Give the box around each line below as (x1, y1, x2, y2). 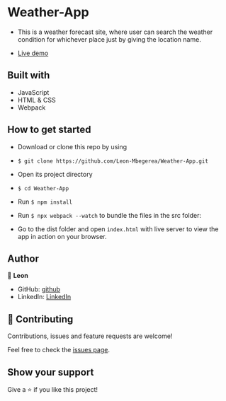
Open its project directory (17, 170, 94, 178)
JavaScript (17, 88, 50, 96)
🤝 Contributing (7, 313, 74, 325)
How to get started (7, 124, 91, 136)
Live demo (17, 49, 49, 57)
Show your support (7, 366, 94, 378)
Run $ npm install (17, 197, 73, 206)
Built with (7, 69, 50, 81)
